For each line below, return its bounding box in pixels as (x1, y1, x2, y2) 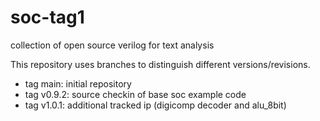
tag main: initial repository (24, 77, 132, 90)
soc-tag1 (10, 6, 85, 29)
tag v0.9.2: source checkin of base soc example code (24, 88, 247, 100)
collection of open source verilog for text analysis (10, 39, 215, 51)
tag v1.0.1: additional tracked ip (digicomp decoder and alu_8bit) (24, 99, 287, 111)
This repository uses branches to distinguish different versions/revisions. (10, 58, 311, 70)
